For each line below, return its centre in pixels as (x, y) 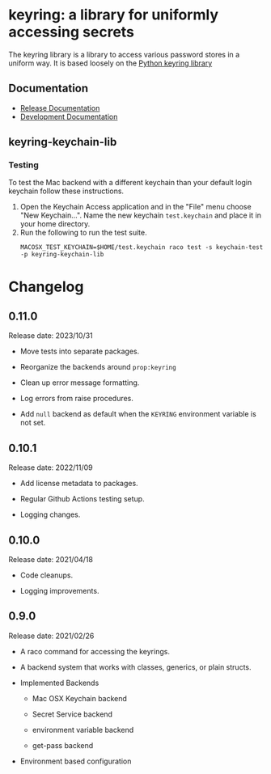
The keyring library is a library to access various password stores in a (124, 54)
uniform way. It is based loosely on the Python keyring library (110, 63)
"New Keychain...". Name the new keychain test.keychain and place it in (140, 215)
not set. (33, 423)
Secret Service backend (72, 714)
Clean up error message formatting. (80, 383)
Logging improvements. (59, 591)
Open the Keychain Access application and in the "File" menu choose (136, 207)
